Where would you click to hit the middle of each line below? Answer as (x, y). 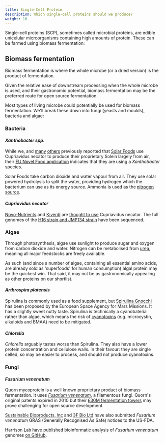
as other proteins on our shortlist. (39, 279)
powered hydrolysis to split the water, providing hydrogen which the (74, 182)
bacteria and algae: (25, 116)
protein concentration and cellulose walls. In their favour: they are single (78, 349)
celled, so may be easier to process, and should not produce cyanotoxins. (80, 354)
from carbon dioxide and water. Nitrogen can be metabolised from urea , (78, 248)
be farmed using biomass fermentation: (45, 43)
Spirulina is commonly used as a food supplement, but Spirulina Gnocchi (79, 301)
